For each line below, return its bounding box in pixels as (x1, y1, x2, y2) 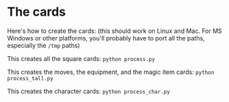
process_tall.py (7, 75, 53, 82)
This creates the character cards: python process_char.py (7, 87, 170, 95)
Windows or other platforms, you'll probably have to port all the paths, (7, 34, 205, 42)
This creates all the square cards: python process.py (7, 54, 156, 62)
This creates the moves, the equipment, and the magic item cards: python (7, 68, 215, 76)
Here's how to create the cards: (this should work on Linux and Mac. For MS (7, 27, 223, 35)
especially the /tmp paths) (7, 41, 80, 49)
